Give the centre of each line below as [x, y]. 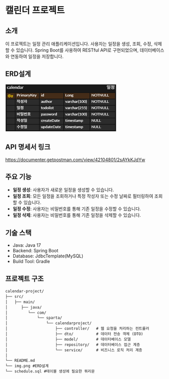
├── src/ [14, 296]
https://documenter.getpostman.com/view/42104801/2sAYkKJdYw [75, 160]
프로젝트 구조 [25, 278]
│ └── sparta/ [34, 318]
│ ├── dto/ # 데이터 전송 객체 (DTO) [74, 334]
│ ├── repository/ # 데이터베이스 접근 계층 [73, 345]
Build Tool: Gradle [31, 261]
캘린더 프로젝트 [35, 10]
